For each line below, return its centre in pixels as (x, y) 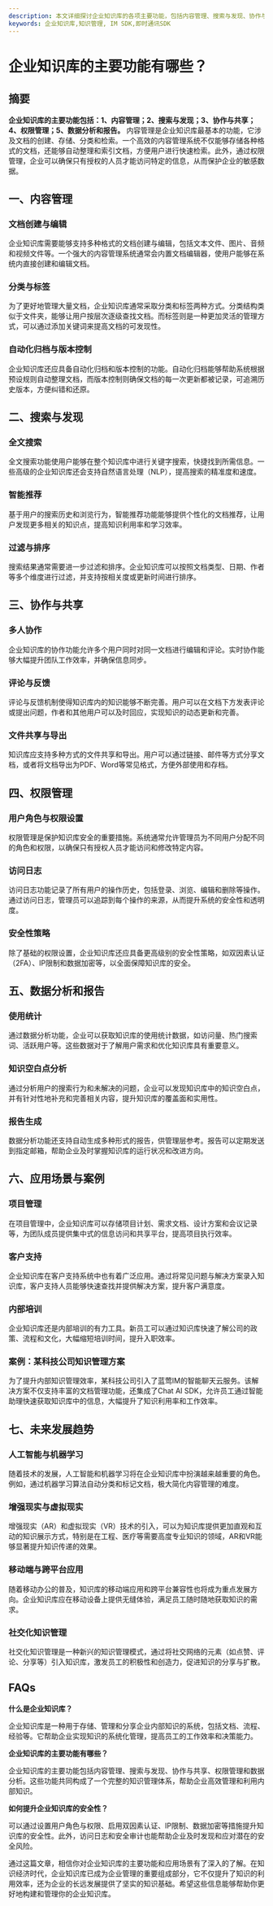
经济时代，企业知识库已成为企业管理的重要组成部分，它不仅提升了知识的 (136, 1873)
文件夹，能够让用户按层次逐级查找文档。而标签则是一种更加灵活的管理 (140, 316)
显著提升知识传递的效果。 (58, 1546)
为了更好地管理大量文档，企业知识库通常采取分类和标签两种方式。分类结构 (133, 306)
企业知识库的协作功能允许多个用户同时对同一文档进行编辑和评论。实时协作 (133, 649)
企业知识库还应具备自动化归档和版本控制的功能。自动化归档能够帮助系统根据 (136, 369)
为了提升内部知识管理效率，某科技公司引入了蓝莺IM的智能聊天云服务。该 (130, 1381)
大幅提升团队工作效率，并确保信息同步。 (83, 659)
